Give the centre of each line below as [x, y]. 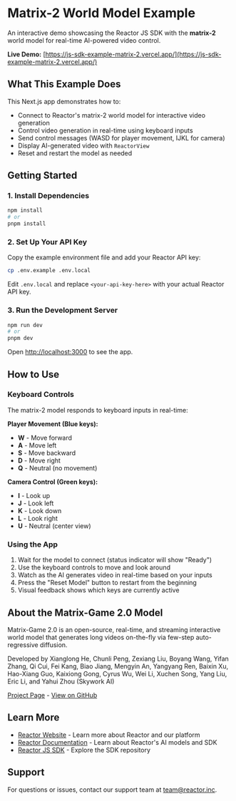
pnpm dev [20, 339]
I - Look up [34, 495]
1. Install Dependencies [48, 196]
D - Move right [39, 460]
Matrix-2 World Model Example [102, 13]
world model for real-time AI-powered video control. [84, 40]
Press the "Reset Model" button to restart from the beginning [107, 583]
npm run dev [25, 325]
